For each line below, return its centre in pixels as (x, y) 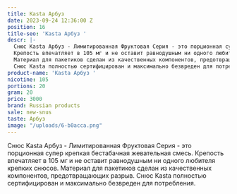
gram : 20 (20, 92)
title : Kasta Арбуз (36, 14)
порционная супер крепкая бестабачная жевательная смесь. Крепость (116, 153)
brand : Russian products (44, 106)
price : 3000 (25, 99)
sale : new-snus (30, 112)
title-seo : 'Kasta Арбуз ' (47, 34)
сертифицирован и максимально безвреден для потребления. (102, 183)
